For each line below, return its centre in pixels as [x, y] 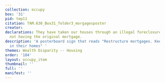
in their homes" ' [28, 46]
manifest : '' [18, 73]
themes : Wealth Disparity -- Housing [44, 50]
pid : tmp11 [16, 19]
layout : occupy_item [26, 60]
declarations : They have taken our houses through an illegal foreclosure [83, 32]
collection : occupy [25, 10]
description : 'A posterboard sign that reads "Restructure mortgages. [79, 41]
